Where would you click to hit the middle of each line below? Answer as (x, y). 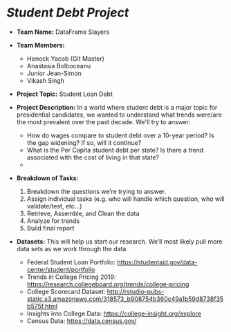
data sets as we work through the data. (72, 248)
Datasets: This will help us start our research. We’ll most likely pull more (119, 241)
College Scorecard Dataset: (66, 291)
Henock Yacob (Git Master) (66, 58)
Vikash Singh (46, 80)
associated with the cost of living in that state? (93, 157)
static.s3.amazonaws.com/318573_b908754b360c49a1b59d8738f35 (125, 299)
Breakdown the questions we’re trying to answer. (96, 191)
